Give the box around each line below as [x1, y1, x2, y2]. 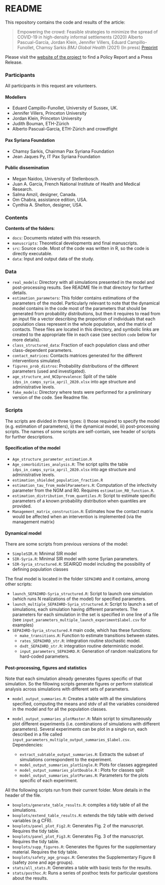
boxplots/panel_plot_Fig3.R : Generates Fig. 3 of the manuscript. [12, 833, 144, 839]
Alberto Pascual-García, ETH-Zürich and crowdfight [12, 126, 118, 132]
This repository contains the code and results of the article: [5, 19, 126, 25]
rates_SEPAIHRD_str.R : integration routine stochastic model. [19, 638, 141, 644]
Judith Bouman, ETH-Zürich [12, 121, 69, 127]
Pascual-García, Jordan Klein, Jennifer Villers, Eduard [17, 39, 127, 45]
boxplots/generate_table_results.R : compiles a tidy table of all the [12, 802, 149, 808]
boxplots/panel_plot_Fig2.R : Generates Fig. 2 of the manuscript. [12, 823, 144, 829]
